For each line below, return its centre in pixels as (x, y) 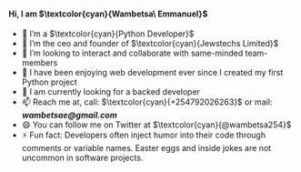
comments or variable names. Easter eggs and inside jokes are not (146, 148)
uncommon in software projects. (82, 158)
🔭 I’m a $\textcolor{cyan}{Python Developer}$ (108, 34)
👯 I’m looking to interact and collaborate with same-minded (132, 53)
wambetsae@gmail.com (69, 116)
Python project (50, 82)
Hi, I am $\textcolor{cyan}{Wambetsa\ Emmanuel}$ (108, 14)
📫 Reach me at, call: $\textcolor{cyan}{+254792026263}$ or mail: (147, 102)
